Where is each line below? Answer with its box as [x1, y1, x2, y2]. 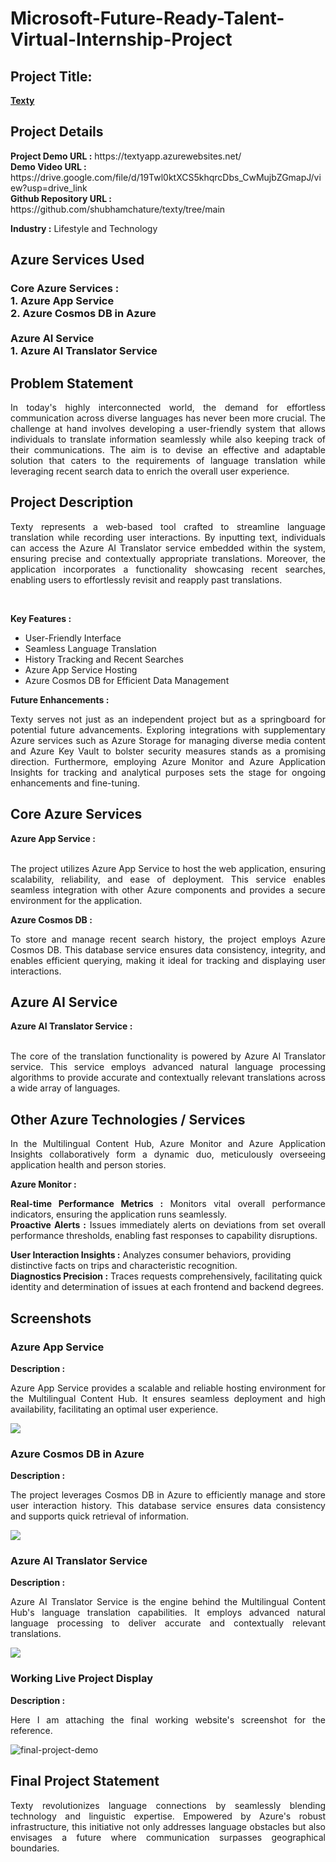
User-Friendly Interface [24, 632, 122, 644]
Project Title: [10, 68, 93, 85]
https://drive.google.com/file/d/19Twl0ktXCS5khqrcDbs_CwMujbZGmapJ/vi [10, 171, 322, 183]
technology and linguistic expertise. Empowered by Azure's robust [10, 1810, 326, 1822]
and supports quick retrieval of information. [10, 1510, 190, 1522]
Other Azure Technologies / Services [10, 1111, 246, 1128]
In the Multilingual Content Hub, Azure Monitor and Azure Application [10, 1138, 326, 1150]
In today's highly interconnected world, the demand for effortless [10, 401, 326, 413]
